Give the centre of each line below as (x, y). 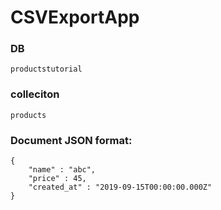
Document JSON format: (71, 140)
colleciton (35, 94)
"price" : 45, (57, 179)
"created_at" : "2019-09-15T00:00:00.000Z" (120, 187)
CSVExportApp (75, 17)
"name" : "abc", (62, 170)
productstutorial (46, 69)
